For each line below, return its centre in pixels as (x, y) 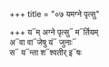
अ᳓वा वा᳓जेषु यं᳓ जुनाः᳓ (43, 42)
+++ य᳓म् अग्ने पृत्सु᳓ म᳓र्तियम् (54, 32)
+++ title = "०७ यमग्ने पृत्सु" (54, 14)
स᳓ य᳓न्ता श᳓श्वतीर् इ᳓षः (45, 53)
